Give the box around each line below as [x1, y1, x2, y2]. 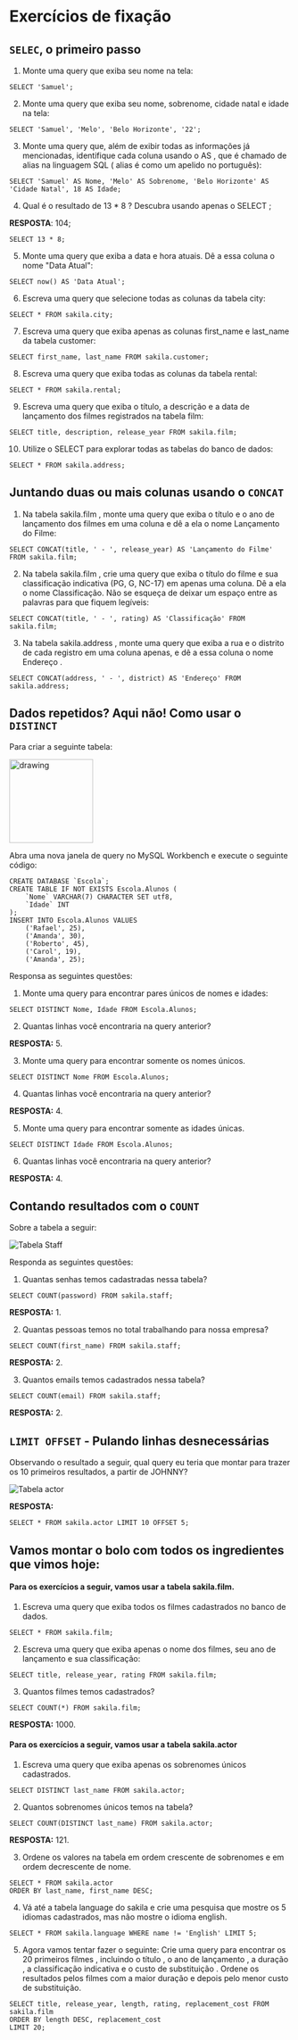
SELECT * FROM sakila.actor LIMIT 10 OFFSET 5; [9, 1519, 190, 1528]
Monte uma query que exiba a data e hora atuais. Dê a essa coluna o [21, 251, 275, 261]
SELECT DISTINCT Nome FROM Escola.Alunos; [9, 1073, 170, 1082]
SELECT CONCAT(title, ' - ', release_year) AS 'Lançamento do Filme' [9, 544, 274, 554]
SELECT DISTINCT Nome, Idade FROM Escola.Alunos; [9, 1005, 198, 1014]
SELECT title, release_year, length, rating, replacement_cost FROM [9, 2000, 269, 2009]
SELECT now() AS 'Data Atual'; [9, 278, 126, 286]
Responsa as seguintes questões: [9, 970, 133, 981]
